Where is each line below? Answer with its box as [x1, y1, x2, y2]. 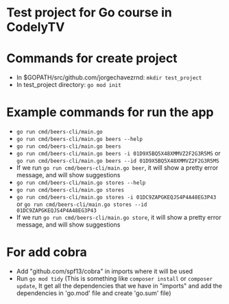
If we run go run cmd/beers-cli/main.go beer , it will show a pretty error [16, 164, 219, 172]
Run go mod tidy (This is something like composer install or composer [16, 275, 213, 282]
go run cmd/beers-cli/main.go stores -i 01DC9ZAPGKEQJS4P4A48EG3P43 [16, 194, 217, 201]
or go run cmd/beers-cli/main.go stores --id [16, 200, 147, 208]
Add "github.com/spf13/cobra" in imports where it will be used [16, 267, 193, 275]
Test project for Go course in [6, 5, 172, 21]
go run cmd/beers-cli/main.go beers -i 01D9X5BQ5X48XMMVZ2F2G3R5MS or [16, 149, 221, 157]
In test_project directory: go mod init [16, 81, 121, 89]
